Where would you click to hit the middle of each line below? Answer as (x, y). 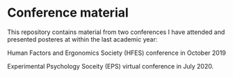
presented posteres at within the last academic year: (82, 39)
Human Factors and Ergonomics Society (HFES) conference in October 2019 (116, 53)
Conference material (68, 13)
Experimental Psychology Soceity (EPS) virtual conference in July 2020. (111, 66)
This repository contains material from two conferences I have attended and (116, 32)
